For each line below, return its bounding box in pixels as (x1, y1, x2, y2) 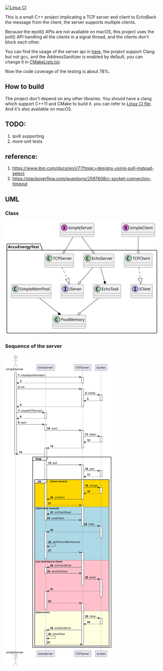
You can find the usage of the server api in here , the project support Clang (5, 49, 155, 54)
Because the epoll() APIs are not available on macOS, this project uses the (5, 29, 155, 34)
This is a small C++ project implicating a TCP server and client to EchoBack (5, 14, 157, 20)
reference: (5, 152, 38, 161)
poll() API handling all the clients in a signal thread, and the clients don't (5, 34, 149, 40)
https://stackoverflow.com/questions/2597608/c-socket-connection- (12, 176, 152, 182)
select (12, 171, 25, 176)
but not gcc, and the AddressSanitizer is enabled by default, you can (5, 54, 143, 60)
